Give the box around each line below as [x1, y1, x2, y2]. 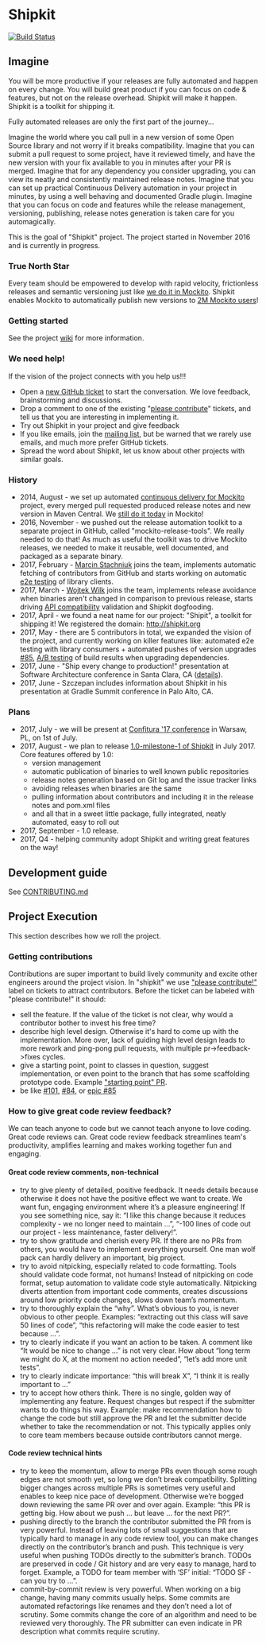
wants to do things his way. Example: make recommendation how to [19, 1405, 242, 1414]
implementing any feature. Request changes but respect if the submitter [19, 1396, 256, 1405]
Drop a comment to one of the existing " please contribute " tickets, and [19, 403, 252, 413]
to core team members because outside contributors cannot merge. [19, 1430, 242, 1440]
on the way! [19, 843, 59, 853]
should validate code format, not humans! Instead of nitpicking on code [19, 1269, 254, 1279]
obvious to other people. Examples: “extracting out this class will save [19, 1312, 249, 1321]
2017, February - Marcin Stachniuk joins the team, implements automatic [19, 559, 256, 569]
